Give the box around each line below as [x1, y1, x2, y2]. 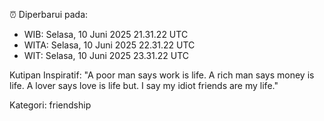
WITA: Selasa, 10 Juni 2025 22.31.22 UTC [23, 39, 196, 51]
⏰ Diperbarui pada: [9, 9, 89, 20]
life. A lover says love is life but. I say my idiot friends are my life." [9, 80, 279, 91]
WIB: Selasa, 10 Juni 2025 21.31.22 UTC [23, 29, 189, 40]
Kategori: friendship [9, 99, 92, 111]
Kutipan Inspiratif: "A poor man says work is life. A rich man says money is [9, 69, 315, 81]
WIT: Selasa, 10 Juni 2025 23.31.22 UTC [23, 50, 190, 61]
